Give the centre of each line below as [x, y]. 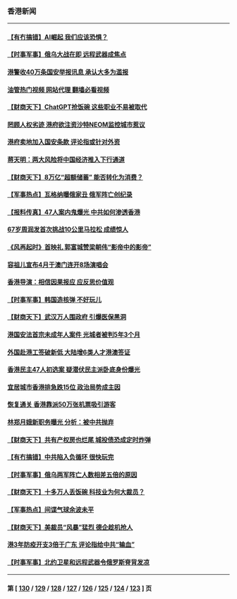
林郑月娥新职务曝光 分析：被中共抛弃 [61, 421]
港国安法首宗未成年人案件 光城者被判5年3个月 [74, 335]
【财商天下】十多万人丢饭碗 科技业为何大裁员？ [76, 492]
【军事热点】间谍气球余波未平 [50, 509]
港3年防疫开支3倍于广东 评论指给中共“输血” [71, 545]
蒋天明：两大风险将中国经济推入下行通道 [66, 160]
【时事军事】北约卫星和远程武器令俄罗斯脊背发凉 [78, 562]
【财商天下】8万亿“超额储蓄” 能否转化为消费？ [75, 177]
